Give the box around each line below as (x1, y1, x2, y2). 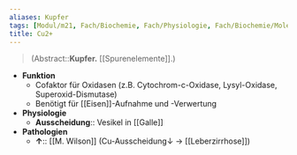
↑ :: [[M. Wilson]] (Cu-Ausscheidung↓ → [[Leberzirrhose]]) (34, 136, 250, 146)
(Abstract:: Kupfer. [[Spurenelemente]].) (30, 54, 176, 64)
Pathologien (21, 127, 68, 137)
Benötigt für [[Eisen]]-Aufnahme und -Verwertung (34, 99, 217, 109)
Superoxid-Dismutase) (34, 89, 118, 100)
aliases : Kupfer (9, 12, 69, 22)
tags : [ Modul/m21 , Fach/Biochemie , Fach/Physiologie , (9, 21, 212, 30)
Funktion (21, 70, 56, 81)
